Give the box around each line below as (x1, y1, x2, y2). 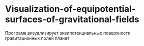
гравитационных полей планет (5, 35, 70, 41)
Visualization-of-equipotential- (5, 3, 136, 15)
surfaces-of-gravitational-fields (5, 14, 140, 25)
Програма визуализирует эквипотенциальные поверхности (5, 30, 131, 36)
